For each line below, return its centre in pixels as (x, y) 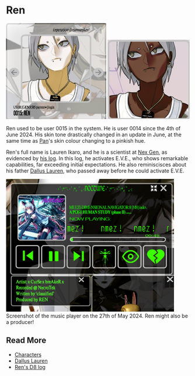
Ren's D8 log (30, 367)
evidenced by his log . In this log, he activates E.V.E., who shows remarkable (97, 158)
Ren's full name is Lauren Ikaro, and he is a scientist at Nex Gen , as (87, 152)
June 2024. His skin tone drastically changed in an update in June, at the (94, 134)
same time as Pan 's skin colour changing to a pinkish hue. (76, 140)
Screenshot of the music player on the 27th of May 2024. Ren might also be (97, 316)
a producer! (20, 322)
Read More (26, 341)
